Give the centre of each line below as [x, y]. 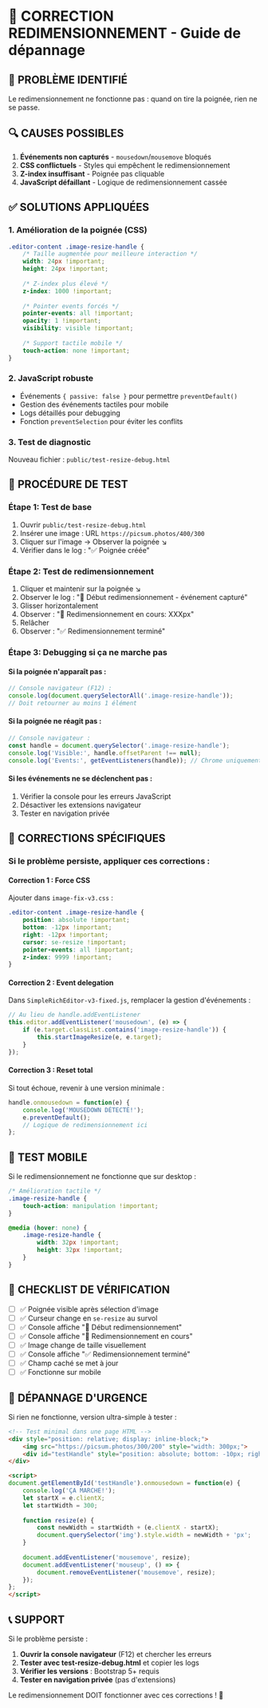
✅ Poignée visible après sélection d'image [89, 1309]
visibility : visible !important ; [78, 328]
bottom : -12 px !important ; [67, 927]
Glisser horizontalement [59, 606]
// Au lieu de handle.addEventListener [75, 1015]
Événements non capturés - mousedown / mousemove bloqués [115, 157]
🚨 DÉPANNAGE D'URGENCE [78, 1398]
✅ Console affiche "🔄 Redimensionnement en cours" [106, 1336]
